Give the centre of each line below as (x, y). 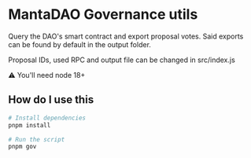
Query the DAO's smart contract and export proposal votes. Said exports (126, 36)
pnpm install (30, 125)
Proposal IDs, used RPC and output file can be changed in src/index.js (122, 60)
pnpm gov (22, 147)
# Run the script (37, 139)
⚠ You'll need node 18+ (47, 75)
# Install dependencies (47, 118)
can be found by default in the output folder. (80, 44)
